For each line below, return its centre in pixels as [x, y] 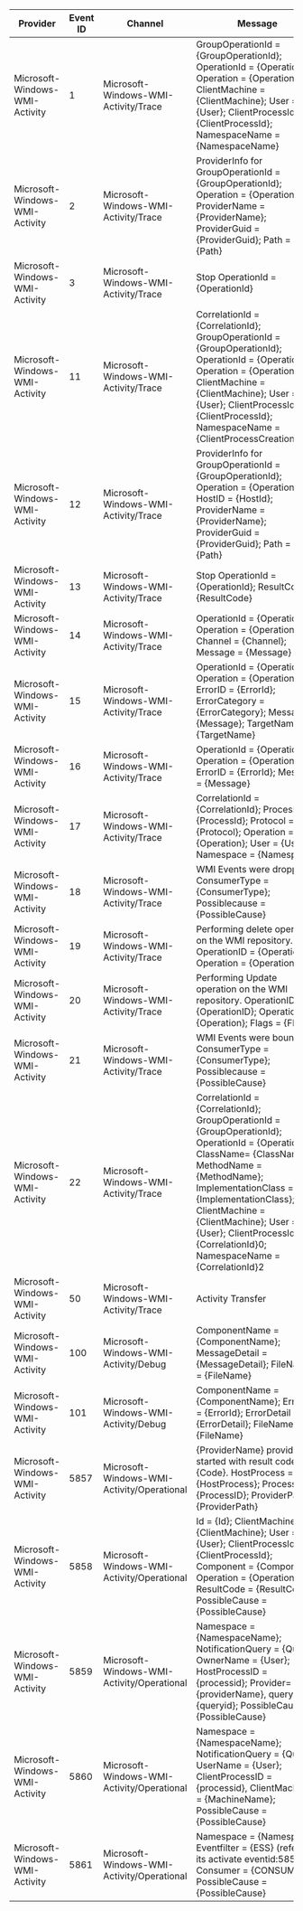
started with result [234, 1461]
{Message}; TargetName [248, 724]
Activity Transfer [231, 1299]
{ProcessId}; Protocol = [245, 820]
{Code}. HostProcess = [245, 1473]
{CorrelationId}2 [230, 1267]
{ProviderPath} [227, 1506]
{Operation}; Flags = [239, 1023]
